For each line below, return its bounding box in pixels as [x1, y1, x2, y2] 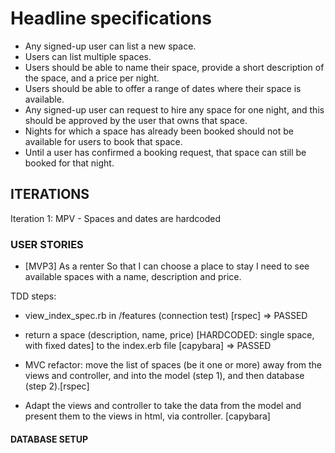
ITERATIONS [10, 186, 90, 203]
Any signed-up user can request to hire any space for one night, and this [24, 103, 325, 116]
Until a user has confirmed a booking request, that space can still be [24, 146, 307, 158]
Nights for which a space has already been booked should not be [24, 125, 294, 137]
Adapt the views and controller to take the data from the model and [24, 400, 302, 412]
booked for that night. [24, 157, 115, 169]
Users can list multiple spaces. [24, 50, 152, 62]
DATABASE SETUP [10, 433, 89, 445]
